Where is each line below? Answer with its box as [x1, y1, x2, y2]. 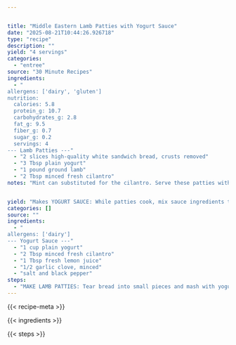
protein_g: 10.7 [13, 108, 61, 115]
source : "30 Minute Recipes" [7, 68, 93, 75]
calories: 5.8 [13, 101, 55, 108]
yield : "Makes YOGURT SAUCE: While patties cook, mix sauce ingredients [7, 198, 225, 205]
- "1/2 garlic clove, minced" [13, 263, 102, 271]
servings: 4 [13, 140, 49, 148]
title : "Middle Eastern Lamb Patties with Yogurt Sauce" [7, 22, 178, 30]
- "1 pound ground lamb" [13, 167, 86, 174]
